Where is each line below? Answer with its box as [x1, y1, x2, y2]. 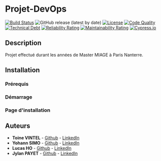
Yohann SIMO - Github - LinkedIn [12, 140, 80, 146]
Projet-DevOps [5, 3, 67, 15]
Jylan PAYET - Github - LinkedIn [12, 150, 78, 156]
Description [5, 39, 41, 47]
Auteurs [5, 122, 31, 130]
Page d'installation [5, 106, 51, 113]
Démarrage [5, 94, 33, 101]
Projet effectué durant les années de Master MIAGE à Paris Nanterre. [5, 52, 143, 58]
